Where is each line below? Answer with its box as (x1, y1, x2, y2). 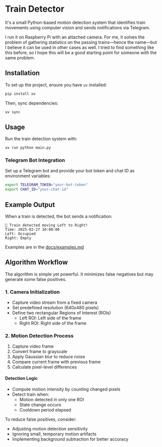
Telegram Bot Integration (5, 157, 65, 164)
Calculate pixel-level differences (12, 364, 77, 370)
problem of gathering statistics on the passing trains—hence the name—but (5, 39, 157, 45)
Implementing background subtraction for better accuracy (12, 436, 129, 442)
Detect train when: (12, 391, 50, 397)
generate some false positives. (5, 276, 67, 282)
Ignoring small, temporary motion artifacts (12, 431, 97, 437)
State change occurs (19, 402, 62, 408)
